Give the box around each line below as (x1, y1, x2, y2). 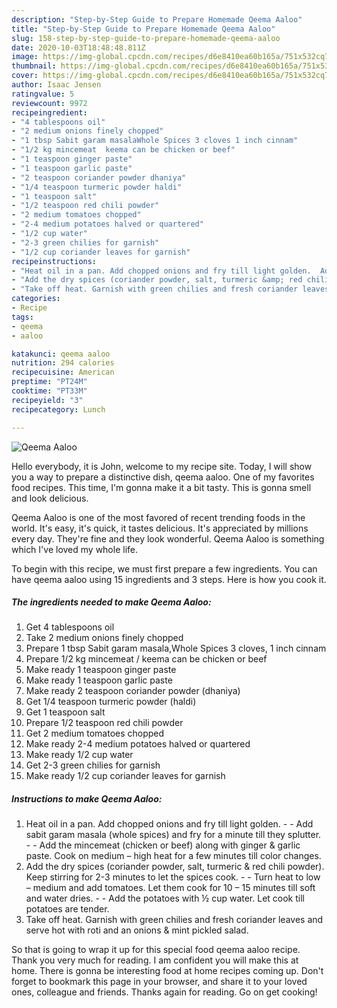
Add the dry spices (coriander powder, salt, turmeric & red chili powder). (25, 861, 325, 873)
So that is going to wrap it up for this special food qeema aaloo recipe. (11, 944, 301, 956)
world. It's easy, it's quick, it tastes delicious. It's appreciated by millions (11, 522, 309, 534)
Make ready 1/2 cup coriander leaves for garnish (25, 770, 226, 782)
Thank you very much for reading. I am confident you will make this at (11, 954, 299, 966)
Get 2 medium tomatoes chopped (25, 727, 165, 740)
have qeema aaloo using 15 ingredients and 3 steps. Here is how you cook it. (11, 573, 327, 585)
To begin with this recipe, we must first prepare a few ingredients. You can (11, 562, 318, 575)
